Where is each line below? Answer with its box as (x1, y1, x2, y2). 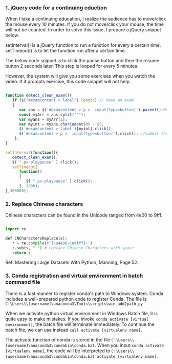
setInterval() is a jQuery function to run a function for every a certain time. (5, 42, 161, 48)
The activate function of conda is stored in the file (5, 336, 111, 343)
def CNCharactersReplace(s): (5, 235, 68, 241)
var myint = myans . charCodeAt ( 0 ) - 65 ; (18, 121, 104, 127)
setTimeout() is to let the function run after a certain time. (5, 48, 126, 54)
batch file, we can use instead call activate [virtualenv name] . (5, 326, 142, 333)
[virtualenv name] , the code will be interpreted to (5, 348, 111, 354)
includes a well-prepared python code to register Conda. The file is (5, 296, 147, 302)
